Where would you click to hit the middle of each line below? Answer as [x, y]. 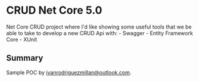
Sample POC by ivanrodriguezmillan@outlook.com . [69, 72]
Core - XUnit [22, 39]
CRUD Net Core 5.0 [54, 10]
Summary [25, 58]
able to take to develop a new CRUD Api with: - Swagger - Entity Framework [100, 33]
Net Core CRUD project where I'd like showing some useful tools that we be [99, 27]
